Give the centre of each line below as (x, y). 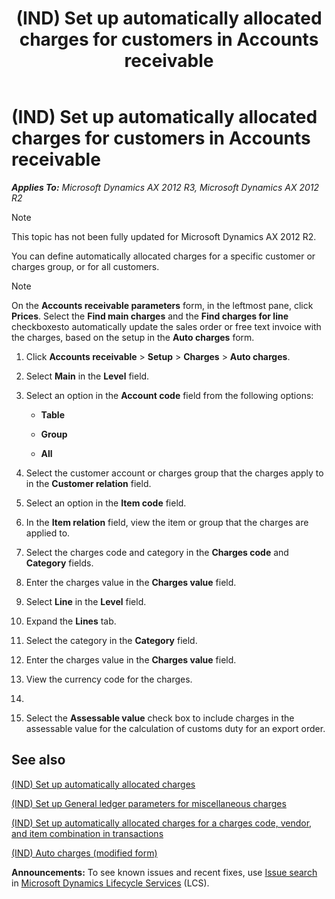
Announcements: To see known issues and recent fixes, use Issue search (164, 872)
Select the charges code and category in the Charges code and (157, 552)
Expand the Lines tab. (71, 621)
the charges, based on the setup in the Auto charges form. (133, 337)
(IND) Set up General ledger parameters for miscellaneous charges (149, 803)
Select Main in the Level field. (87, 376)
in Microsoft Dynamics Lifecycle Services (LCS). (110, 883)
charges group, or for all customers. (85, 266)
